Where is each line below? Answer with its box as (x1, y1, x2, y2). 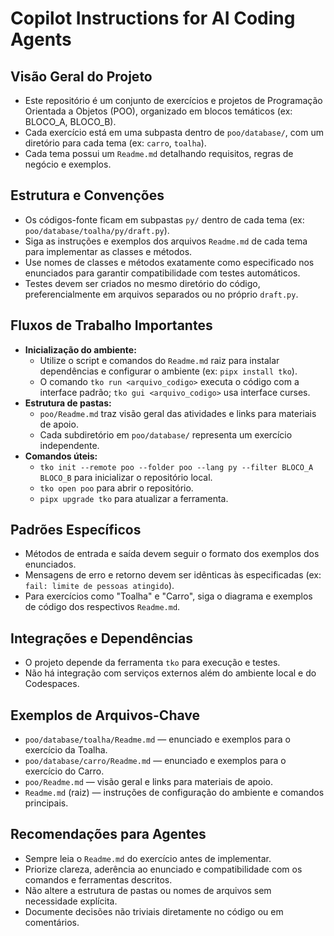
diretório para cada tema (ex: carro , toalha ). (24, 137, 207, 149)
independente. (39, 439, 100, 451)
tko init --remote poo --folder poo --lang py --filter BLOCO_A (39, 462, 314, 472)
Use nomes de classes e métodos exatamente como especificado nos (24, 256, 315, 268)
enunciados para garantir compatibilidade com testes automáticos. (24, 267, 301, 279)
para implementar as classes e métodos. (24, 245, 193, 257)
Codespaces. (24, 678, 80, 690)
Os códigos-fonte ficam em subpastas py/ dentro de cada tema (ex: (24, 213, 305, 226)
